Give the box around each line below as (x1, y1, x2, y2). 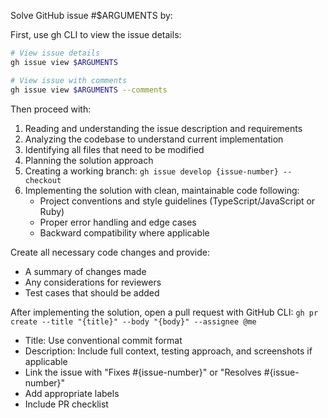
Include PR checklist (24, 398, 109, 410)
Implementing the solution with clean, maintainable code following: (24, 184, 300, 196)
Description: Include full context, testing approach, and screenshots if (24, 345, 313, 357)
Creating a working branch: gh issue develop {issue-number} (24, 165, 279, 177)
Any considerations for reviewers (24, 276, 162, 288)
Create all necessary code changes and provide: (10, 246, 211, 258)
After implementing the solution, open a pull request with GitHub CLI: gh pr (10, 306, 319, 318)
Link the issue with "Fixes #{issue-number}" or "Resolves (24, 366, 262, 378)
